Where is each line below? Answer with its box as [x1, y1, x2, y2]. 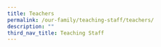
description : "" [7, 23, 54, 30]
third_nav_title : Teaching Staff [7, 29, 105, 37]
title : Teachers [7, 10, 54, 17]
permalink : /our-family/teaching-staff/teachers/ [7, 17, 155, 23]
